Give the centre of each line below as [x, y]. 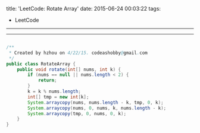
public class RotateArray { [41, 64]
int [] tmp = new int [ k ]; [58, 97]
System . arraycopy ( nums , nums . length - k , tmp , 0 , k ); [96, 102]
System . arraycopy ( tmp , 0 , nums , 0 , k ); [77, 113]
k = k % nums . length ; [54, 91]
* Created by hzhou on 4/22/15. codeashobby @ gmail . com [78, 53]
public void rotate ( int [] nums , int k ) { [69, 69]
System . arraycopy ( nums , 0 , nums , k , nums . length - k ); [97, 108]
